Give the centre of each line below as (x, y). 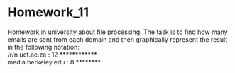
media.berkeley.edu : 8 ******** (54, 62)
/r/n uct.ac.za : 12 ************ (52, 55)
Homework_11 (48, 12)
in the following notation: (44, 47)
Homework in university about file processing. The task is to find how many (118, 32)
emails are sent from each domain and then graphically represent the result (117, 39)
